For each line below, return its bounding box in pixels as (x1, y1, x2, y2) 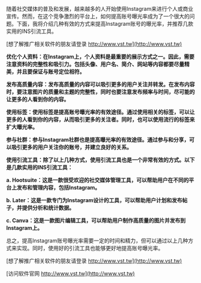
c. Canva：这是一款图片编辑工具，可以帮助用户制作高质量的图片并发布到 (6, 217, 186, 224)
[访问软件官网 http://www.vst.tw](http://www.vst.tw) (6, 270, 135, 277)
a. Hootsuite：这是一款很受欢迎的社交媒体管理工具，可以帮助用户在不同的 (6, 177, 190, 184)
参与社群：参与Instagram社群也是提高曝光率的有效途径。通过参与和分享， (6, 136, 190, 143)
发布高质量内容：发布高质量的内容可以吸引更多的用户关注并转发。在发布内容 (6, 81, 195, 88)
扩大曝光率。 (6, 123, 38, 130)
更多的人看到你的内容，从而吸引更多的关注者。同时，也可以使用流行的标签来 (6, 116, 195, 123)
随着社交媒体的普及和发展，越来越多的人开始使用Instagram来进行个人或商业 (6, 5, 193, 12)
